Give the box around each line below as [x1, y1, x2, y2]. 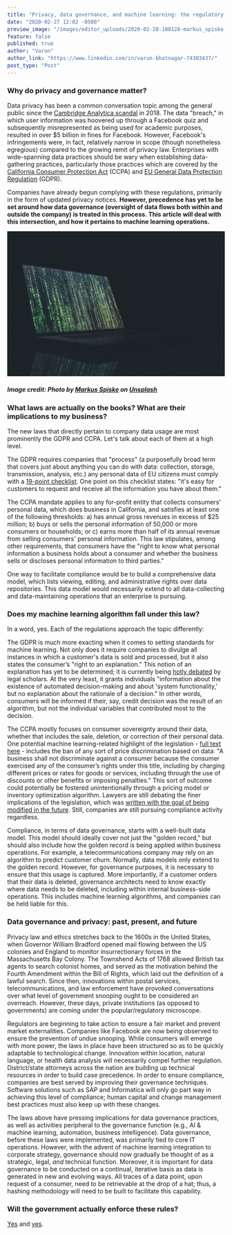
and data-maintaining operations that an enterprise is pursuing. [7, 592, 187, 601]
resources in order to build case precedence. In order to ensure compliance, [7, 1071, 224, 1079]
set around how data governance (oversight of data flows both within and [7, 203, 223, 211]
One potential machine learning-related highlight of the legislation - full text [7, 739, 222, 748]
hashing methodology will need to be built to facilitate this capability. [7, 1187, 202, 1195]
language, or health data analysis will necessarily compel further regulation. [7, 1056, 223, 1064]
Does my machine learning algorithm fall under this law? [7, 609, 200, 619]
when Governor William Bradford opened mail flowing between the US [7, 940, 207, 949]
